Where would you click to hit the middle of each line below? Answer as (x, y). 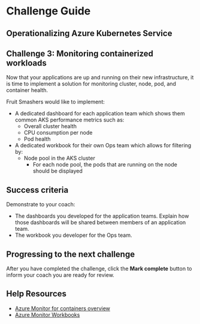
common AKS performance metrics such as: (69, 120)
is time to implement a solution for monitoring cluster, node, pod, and (91, 84)
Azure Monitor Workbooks (47, 314)
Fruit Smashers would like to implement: (55, 102)
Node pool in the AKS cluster (60, 158)
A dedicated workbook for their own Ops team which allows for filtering (103, 145)
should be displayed (57, 171)
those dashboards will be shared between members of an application (100, 222)
